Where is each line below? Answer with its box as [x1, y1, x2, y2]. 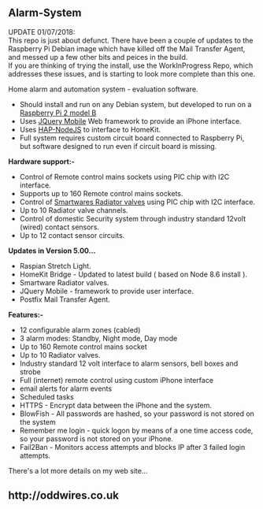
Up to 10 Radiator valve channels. [19, 205, 128, 215]
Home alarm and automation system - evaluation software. [8, 84, 198, 94]
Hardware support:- [8, 157, 75, 166]
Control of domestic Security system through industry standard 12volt [19, 214, 246, 223]
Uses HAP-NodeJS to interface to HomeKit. [19, 124, 161, 134]
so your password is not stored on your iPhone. [19, 433, 173, 444]
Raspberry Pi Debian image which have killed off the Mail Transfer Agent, [8, 43, 246, 54]
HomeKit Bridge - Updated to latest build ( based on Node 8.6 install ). [19, 269, 248, 279]
